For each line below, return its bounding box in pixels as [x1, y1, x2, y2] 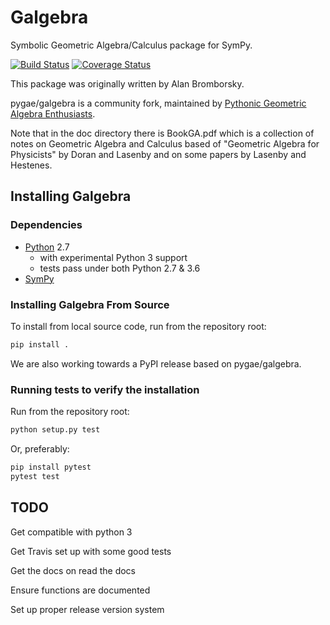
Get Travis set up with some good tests [10, 545, 172, 557]
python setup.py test [10, 425, 101, 435]
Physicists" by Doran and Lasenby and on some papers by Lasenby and [10, 148, 307, 160]
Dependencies [10, 218, 83, 232]
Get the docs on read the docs [10, 564, 136, 576]
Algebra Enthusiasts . [10, 107, 96, 120]
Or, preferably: [10, 442, 70, 455]
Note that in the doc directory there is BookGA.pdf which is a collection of [10, 127, 315, 139]
